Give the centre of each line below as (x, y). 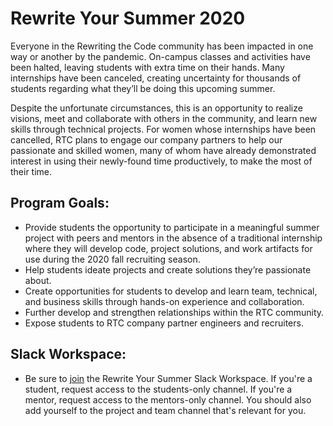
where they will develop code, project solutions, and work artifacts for (168, 248)
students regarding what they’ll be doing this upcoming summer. (143, 88)
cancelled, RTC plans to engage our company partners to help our (146, 139)
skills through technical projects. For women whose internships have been (163, 129)
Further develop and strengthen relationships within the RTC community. (174, 312)
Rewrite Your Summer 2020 (128, 18)
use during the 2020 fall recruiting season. (112, 259)
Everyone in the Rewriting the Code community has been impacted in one (162, 46)
